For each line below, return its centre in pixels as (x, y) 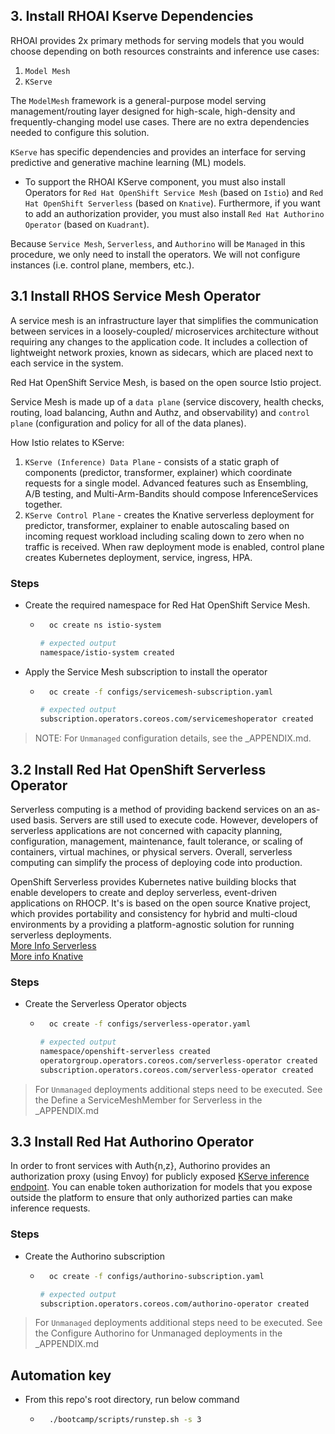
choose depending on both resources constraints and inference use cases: (165, 51)
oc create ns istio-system (105, 625)
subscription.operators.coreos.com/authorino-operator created (174, 1304)
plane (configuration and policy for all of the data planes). (128, 423)
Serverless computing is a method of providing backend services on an (157, 809)
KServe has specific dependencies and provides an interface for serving (158, 151)
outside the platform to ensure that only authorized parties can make (151, 1198)
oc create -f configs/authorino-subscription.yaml (156, 1276)
